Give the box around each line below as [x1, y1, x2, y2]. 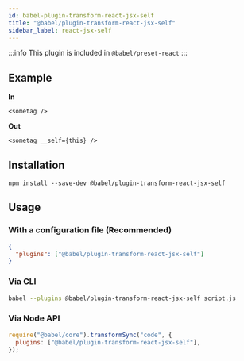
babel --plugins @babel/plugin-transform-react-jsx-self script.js [8, 294, 237, 302]
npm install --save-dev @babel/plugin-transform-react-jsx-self [8, 179, 226, 187]
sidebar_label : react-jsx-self [8, 26, 112, 34]
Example [8, 71, 52, 84]
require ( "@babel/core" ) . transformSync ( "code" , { [8, 331, 172, 339]
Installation [8, 158, 65, 171]
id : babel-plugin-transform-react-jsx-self [8, 11, 155, 20]
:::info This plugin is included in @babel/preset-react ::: [8, 48, 188, 58]
